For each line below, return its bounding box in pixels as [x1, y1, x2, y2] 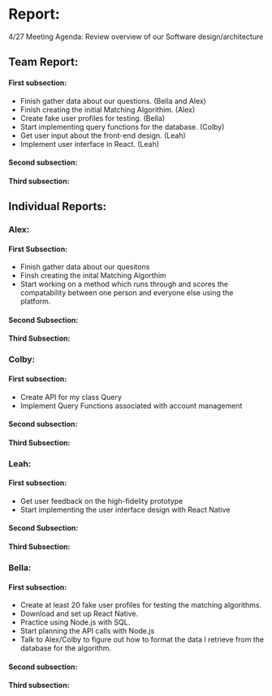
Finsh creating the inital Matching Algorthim [19, 271, 166, 281]
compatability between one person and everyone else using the [19, 288, 234, 298]
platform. [19, 297, 51, 307]
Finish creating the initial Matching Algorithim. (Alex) [19, 105, 196, 114]
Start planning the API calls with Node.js [19, 626, 155, 636]
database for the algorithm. [19, 643, 112, 653]
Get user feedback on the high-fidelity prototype [19, 496, 183, 505]
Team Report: [8, 55, 79, 69]
